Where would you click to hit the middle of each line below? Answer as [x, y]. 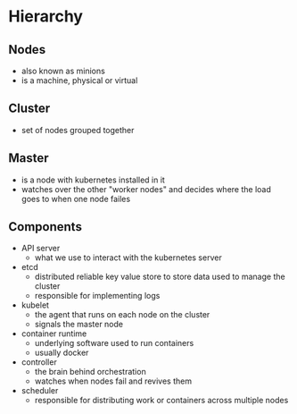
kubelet [35, 305]
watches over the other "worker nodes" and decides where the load [146, 189]
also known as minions [63, 71]
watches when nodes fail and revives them [113, 381]
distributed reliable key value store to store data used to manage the [160, 277]
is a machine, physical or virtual [79, 80]
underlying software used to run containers [114, 343]
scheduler [40, 391]
